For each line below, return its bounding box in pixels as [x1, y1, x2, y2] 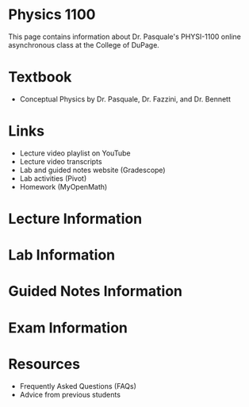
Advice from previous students [19, 390, 121, 399]
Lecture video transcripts [19, 156, 102, 166]
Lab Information [8, 246, 116, 264]
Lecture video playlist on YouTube [19, 148, 131, 158]
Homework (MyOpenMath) [19, 182, 108, 191]
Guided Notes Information [8, 282, 182, 301]
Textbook [8, 68, 72, 86]
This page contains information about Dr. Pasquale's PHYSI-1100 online [8, 32, 242, 41]
